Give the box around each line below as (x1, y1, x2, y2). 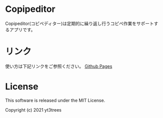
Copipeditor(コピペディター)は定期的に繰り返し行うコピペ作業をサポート (5, 20, 154, 26)
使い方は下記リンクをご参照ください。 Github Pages (5, 63, 113, 69)
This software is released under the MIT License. (5, 97, 105, 103)
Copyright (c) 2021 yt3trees (5, 107, 62, 113)
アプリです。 (9, 26, 36, 33)
